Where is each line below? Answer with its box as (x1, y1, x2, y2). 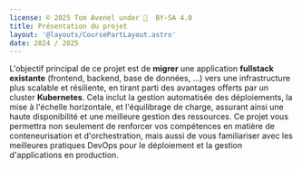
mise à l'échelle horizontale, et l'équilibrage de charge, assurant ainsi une (9, 101, 284, 113)
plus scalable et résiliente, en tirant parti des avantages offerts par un (9, 82, 269, 93)
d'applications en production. (9, 150, 120, 161)
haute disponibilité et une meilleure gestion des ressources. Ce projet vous (9, 111, 288, 122)
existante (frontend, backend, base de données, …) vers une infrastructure (9, 73, 291, 84)
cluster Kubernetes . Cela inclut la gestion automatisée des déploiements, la (9, 92, 293, 103)
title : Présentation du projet (9, 22, 128, 31)
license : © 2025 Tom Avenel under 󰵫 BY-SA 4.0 (9, 13, 193, 23)
